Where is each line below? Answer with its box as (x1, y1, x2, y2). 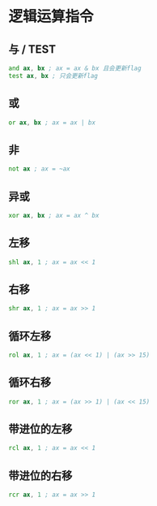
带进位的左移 (8, 422, 73, 435)
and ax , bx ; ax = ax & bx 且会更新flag (8, 64, 142, 72)
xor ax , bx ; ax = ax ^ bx (8, 211, 100, 219)
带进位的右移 (8, 469, 73, 482)
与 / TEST (8, 42, 57, 56)
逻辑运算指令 (8, 7, 95, 26)
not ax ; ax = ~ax (8, 165, 70, 173)
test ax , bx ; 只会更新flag (8, 71, 99, 80)
